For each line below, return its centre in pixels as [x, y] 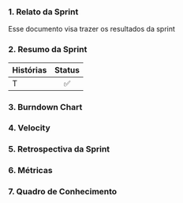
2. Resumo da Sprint [48, 50]
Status [67, 70]
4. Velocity [30, 128]
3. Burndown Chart [45, 107]
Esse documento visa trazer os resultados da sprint [92, 29]
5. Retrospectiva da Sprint [59, 149]
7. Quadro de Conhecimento [63, 192]
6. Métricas [30, 171]
